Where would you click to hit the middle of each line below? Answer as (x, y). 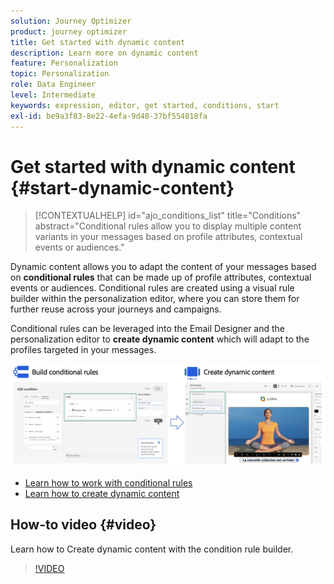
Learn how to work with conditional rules (108, 482)
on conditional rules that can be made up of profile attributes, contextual (161, 277)
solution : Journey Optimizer (71, 21)
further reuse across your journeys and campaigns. (116, 309)
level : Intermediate (53, 95)
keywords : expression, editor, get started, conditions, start (145, 105)
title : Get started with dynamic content (98, 42)
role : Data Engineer (53, 85)
